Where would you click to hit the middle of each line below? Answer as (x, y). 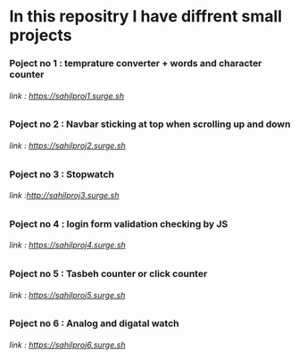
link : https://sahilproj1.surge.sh (67, 96)
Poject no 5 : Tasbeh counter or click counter (108, 273)
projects (41, 35)
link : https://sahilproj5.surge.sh (67, 295)
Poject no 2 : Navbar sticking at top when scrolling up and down (150, 124)
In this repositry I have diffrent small (146, 17)
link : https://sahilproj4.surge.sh (68, 245)
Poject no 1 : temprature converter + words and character (136, 63)
